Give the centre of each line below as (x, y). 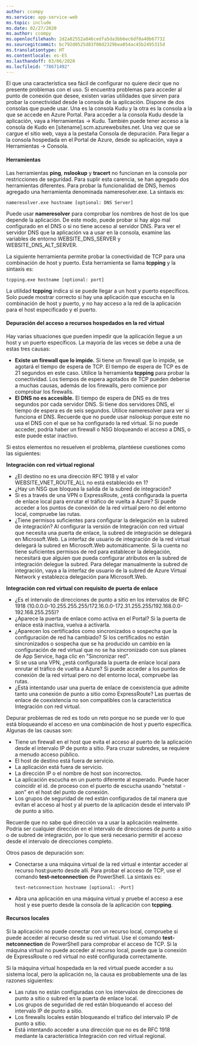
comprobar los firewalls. (44, 391)
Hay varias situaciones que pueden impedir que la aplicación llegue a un (94, 336)
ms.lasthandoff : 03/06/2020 (41, 61)
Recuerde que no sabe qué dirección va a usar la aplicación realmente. (92, 822)
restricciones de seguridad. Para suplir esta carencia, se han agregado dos (98, 179)
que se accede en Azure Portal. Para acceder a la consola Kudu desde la (95, 115)
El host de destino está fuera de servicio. (64, 761)
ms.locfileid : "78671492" (38, 66)
